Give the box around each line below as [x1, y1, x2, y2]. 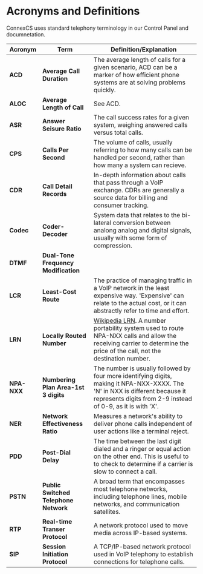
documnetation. [6, 30, 46, 38]
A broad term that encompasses [93, 477, 185, 485]
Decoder [42, 229, 68, 238]
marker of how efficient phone [93, 70, 179, 79]
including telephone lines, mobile [93, 492, 187, 501]
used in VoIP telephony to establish [93, 550, 193, 558]
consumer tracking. [93, 201, 149, 209]
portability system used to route [93, 323, 184, 332]
